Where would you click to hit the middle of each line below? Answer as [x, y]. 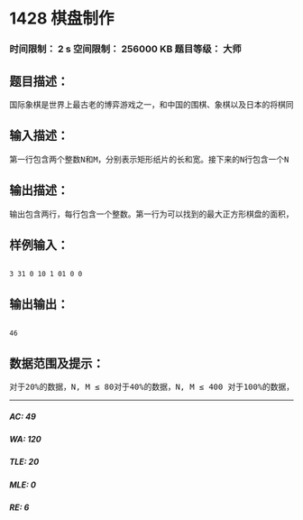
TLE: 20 [24, 462]
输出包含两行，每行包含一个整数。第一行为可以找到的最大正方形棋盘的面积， [151, 214]
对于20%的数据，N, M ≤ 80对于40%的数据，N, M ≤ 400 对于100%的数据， [152, 386]
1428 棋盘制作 [62, 19]
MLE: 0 [23, 485]
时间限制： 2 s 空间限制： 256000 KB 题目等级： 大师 [125, 49]
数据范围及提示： [57, 363]
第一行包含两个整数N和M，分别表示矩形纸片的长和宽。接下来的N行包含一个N [149, 159]
